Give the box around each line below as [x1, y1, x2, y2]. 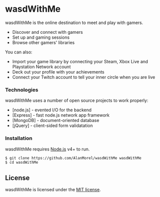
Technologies [5, 86, 38, 93]
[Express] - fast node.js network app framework [12, 112, 109, 118]
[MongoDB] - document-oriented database [12, 118, 100, 123]
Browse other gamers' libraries [12, 39, 75, 45]
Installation [5, 135, 33, 142]
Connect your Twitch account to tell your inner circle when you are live [12, 74, 156, 80]
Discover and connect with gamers [12, 29, 83, 35]
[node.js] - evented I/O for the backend [12, 107, 92, 113]
